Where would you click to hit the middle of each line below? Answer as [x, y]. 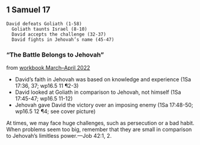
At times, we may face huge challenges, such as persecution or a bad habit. [100, 123]
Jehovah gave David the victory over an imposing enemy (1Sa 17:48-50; [104, 105]
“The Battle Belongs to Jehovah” [55, 55]
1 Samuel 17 [28, 10]
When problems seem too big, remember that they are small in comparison [99, 129]
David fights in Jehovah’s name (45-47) [63, 39]
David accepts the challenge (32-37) [59, 34]
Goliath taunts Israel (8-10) [49, 29]
